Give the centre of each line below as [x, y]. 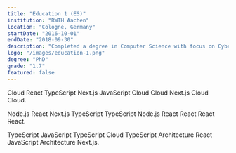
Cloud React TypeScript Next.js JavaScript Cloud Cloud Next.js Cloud [108, 93]
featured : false [31, 72]
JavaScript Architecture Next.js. [53, 142]
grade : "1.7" [26, 66]
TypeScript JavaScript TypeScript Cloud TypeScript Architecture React [110, 135]
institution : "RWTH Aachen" [48, 20]
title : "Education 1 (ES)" [47, 14]
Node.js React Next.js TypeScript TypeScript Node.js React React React [111, 114]
